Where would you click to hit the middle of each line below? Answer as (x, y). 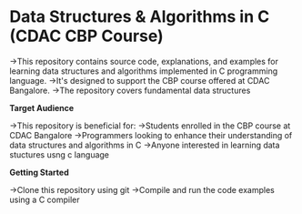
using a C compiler (45, 199)
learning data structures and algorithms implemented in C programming (144, 71)
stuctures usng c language (60, 154)
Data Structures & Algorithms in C (140, 17)
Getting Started (40, 172)
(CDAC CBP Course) (86, 36)
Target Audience (42, 107)
